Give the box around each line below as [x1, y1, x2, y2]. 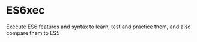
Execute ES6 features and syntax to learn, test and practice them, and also [6, 23, 191, 30]
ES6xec [6, 4, 45, 17]
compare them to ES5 [6, 29, 60, 36]
